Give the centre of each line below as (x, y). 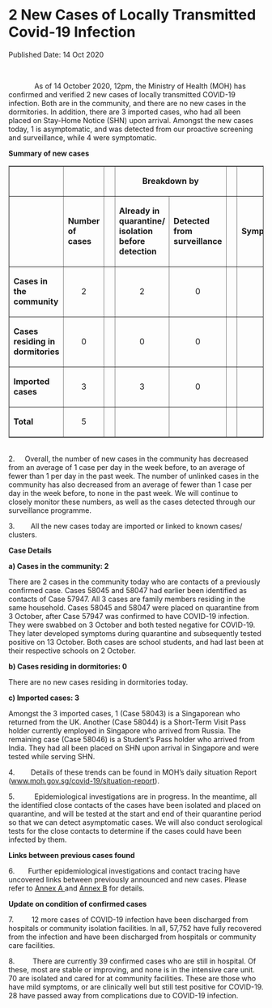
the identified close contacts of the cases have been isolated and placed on (135, 805)
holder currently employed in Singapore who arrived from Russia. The (125, 730)
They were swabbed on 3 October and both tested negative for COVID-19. (132, 625)
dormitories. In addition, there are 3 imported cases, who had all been (125, 112)
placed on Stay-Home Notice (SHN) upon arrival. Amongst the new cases (131, 120)
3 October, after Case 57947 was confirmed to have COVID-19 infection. (129, 616)
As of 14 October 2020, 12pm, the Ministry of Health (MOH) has (140, 86)
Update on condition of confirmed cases (78, 903)
